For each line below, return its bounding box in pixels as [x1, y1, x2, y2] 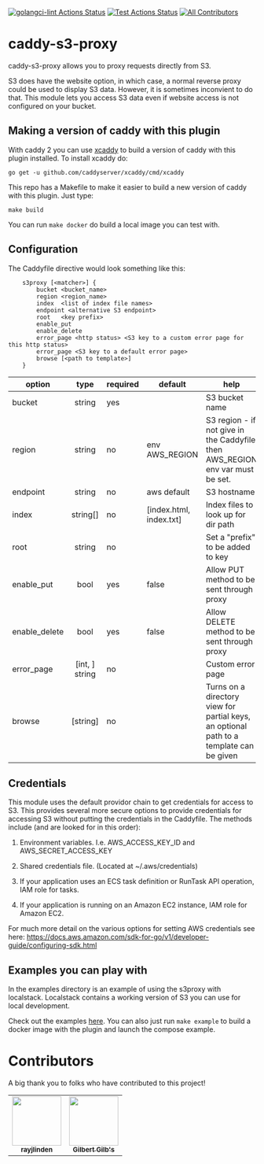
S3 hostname [205, 486, 255, 497]
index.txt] [146, 514, 182, 525]
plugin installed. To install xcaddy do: [8, 153, 128, 163]
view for [205, 700, 236, 711]
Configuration [8, 242, 79, 256]
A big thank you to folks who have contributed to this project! [8, 1078, 206, 1088]
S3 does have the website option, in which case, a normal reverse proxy [8, 76, 241, 86]
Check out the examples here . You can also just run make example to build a [8, 1016, 251, 1026]
